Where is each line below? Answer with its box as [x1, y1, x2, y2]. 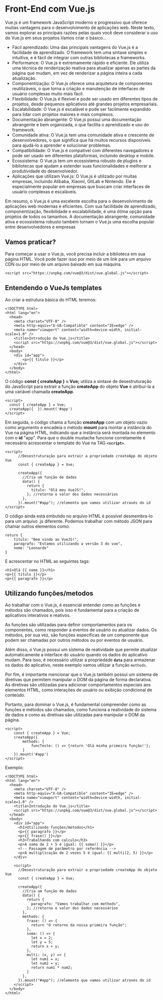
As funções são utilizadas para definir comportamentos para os [5, 622, 132, 628]
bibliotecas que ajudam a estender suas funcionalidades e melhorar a [12, 163, 151, 168]
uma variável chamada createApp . [5, 388, 74, 394]
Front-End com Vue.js [5, 3, 96, 15]
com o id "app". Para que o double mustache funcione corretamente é [5, 434, 146, 440]
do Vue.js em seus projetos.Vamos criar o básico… [5, 35, 107, 41]
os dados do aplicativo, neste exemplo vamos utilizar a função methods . [5, 662, 147, 668]
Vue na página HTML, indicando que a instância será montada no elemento [5, 430, 156, 435]
